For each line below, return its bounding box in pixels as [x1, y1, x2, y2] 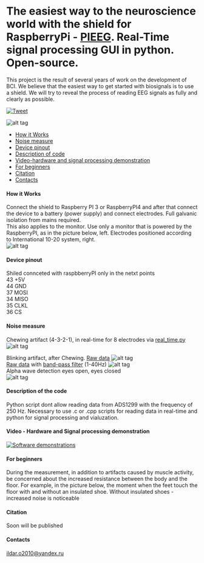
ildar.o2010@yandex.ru [6, 549, 64, 557]
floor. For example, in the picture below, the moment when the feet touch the [6, 482, 198, 489]
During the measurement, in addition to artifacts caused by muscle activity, [6, 469, 194, 476]
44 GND [6, 283, 27, 290]
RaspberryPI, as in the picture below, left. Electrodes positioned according [6, 229, 192, 237]
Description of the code [6, 387, 67, 395]
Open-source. [6, 56, 79, 70]
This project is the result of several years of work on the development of [6, 76, 187, 83]
